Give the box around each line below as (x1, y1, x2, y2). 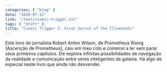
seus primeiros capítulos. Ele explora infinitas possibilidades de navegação (5, 51, 162, 57)
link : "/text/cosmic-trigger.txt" (5, 17, 78, 22)
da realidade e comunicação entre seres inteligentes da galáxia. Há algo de (5, 56, 162, 62)
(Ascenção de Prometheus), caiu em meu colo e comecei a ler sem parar (5, 45, 158, 51)
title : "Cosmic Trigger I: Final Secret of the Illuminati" (5, 26, 135, 31)
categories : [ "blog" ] (5, 7, 56, 13)
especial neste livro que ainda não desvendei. (5, 61, 101, 67)
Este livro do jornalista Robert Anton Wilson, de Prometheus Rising (5, 40, 144, 46)
